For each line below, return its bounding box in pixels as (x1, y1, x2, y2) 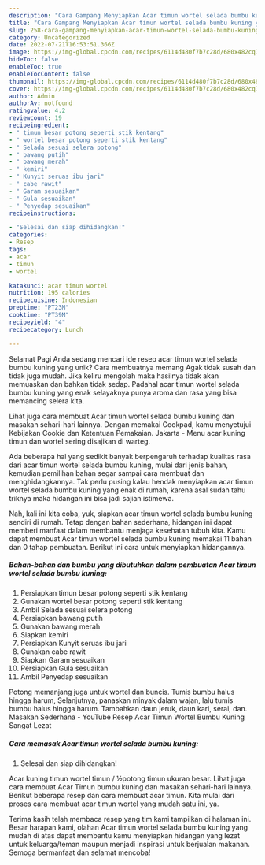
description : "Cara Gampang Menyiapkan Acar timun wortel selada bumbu (9, 11, 248, 20)
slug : (9, 26, 27, 34)
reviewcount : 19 (9, 114, 62, 122)
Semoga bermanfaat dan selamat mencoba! (9, 848, 151, 857)
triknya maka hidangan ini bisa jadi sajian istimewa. (9, 493, 175, 503)
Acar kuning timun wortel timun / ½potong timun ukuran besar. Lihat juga (9, 774, 245, 784)
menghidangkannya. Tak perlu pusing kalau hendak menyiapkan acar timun (9, 477, 254, 486)
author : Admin (9, 92, 56, 100)
